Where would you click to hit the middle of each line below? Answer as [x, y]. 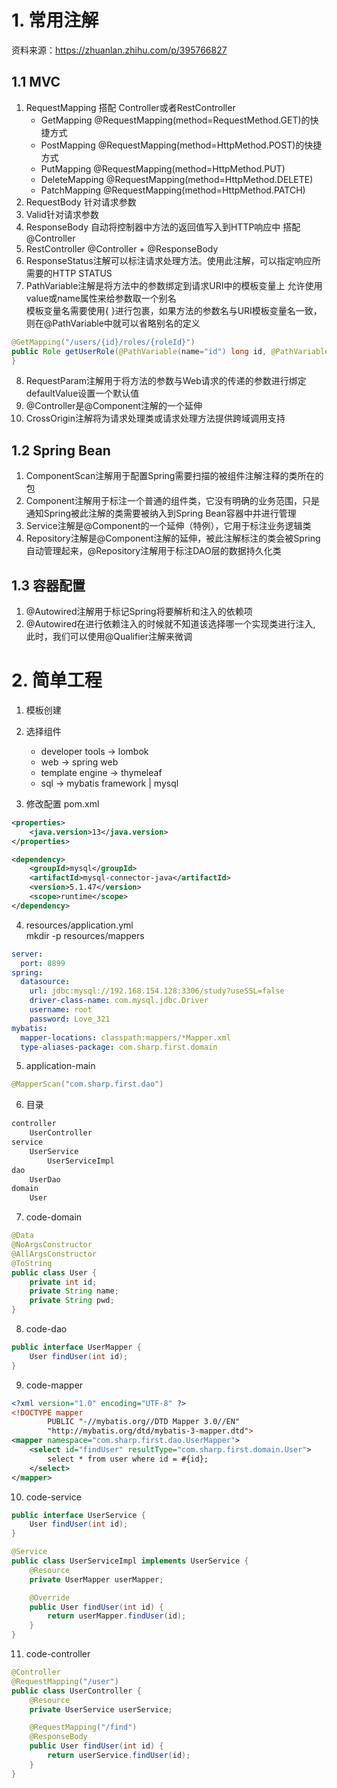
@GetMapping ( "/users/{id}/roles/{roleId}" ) [103, 342]
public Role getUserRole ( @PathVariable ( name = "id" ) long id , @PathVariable [170, 351]
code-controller [58, 1654]
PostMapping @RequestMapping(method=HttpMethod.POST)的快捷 [181, 145]
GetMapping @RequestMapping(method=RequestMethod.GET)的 [175, 120]
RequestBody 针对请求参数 [81, 202]
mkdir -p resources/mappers [85, 935]
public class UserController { [76, 1691]
